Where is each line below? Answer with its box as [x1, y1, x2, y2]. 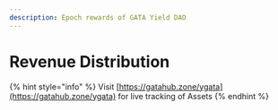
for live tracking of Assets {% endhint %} [117, 90, 269, 101]
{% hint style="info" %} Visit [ [9, 81, 119, 92]
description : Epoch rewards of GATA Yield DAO [9, 13, 187, 22]
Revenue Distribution [9, 51, 170, 72]
